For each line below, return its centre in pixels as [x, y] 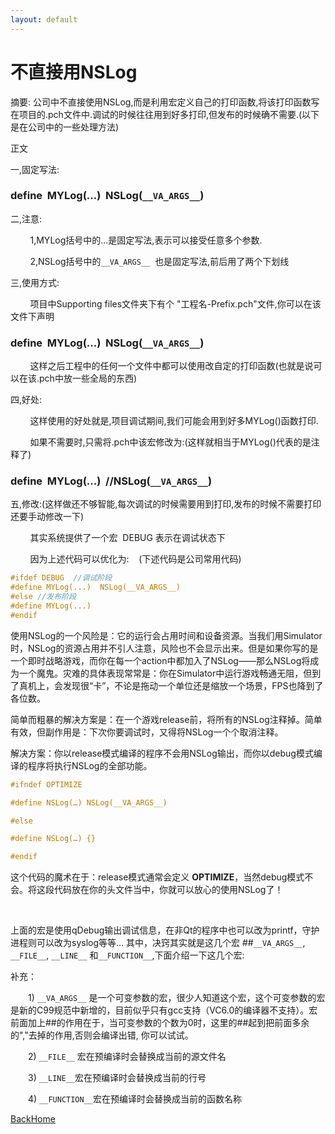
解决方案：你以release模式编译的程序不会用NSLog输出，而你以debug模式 [162, 753]
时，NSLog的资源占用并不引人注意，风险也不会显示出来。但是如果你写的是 [164, 648]
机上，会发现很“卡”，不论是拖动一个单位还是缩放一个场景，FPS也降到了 [175, 685]
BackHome [33, 1119]
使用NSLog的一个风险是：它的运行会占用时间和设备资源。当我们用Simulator [166, 635]
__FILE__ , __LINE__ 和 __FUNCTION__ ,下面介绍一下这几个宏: [127, 955]
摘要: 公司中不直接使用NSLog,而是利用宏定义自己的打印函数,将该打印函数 [161, 102]
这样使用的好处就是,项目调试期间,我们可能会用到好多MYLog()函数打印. [174, 421]
